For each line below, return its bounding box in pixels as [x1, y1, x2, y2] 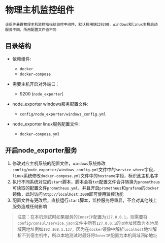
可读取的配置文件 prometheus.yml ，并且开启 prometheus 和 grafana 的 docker [12, 185, 159, 191]
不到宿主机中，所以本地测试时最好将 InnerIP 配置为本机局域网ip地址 [21, 232, 158, 238]
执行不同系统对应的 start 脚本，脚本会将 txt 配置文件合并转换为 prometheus [12, 179, 160, 184]
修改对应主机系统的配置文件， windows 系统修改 [12, 160, 106, 166]
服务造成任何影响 [12, 203, 47, 209]
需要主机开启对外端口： [12, 81, 60, 87]
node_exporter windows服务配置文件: [12, 101, 89, 107]
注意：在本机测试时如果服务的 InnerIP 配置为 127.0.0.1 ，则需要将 [17, 213, 148, 219]
